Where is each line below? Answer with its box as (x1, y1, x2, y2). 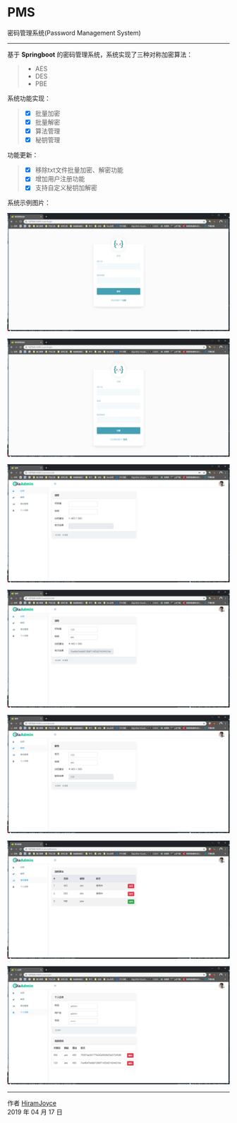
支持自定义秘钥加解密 (35, 183, 97, 192)
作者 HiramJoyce (7, 1098, 56, 1107)
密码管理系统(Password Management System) (7, 28, 141, 37)
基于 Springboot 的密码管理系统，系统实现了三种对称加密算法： (7, 50, 193, 59)
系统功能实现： (7, 93, 51, 103)
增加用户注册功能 (35, 175, 85, 183)
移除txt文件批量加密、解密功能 (35, 166, 123, 174)
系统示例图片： (7, 199, 51, 207)
